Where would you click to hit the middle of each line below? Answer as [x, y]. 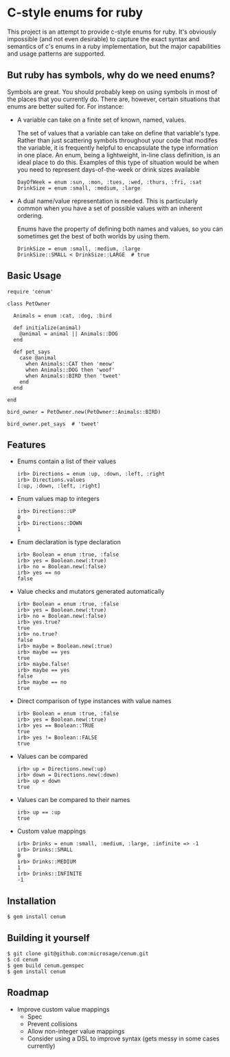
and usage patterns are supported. [56, 54]
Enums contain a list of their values [67, 461]
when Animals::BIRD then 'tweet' [73, 376]
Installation [32, 901]
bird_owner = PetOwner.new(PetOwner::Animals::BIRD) [84, 412]
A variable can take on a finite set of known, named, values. [102, 120]
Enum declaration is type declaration [69, 542]
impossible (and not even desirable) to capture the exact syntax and [103, 38]
